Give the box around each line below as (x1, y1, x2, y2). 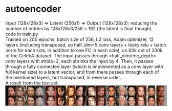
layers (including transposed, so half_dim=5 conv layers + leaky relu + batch (5, 41, 166, 48)
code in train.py (5, 31, 38, 37)
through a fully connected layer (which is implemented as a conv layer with (5, 63, 164, 70)
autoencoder (5, 3, 61, 15)
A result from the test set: (5, 80, 59, 86)
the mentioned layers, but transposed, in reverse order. (5, 74, 121, 80)
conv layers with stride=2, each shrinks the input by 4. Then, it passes (5, 58, 154, 64)
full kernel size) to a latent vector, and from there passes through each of (5, 69, 160, 75)
